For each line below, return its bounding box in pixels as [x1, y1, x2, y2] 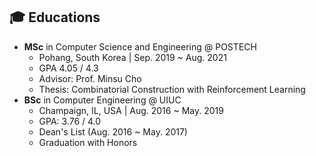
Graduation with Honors [38, 136, 138, 148]
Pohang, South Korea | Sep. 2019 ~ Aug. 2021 [38, 51, 227, 63]
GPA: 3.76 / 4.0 [38, 115, 102, 127]
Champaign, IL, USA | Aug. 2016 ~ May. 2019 [38, 104, 224, 116]
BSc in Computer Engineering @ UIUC [23, 94, 182, 106]
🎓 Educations [9, 9, 101, 26]
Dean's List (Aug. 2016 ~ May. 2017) [38, 125, 188, 138]
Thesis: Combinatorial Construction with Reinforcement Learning [38, 83, 306, 95]
